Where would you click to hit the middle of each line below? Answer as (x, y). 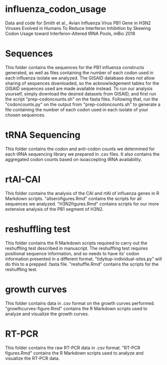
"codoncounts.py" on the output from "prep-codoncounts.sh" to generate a (83, 104)
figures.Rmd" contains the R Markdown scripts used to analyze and (74, 353)
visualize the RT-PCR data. (32, 358)
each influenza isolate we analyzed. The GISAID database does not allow (80, 78)
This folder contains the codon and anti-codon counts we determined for (80, 149)
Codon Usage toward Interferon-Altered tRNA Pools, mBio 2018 (70, 33)
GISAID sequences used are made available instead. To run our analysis (79, 89)
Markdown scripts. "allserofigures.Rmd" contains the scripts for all (74, 198)
